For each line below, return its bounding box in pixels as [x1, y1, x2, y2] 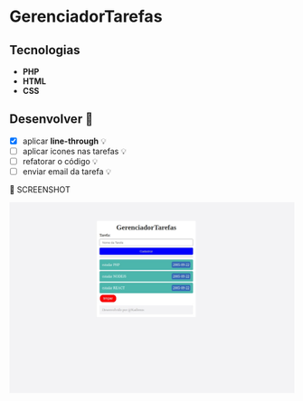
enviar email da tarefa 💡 [22, 166, 111, 177]
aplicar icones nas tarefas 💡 [22, 145, 127, 156]
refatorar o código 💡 [22, 155, 99, 166]
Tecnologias [9, 42, 80, 58]
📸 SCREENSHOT [9, 184, 71, 195]
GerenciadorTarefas [9, 6, 163, 27]
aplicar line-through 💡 [22, 135, 107, 146]
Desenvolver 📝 [9, 111, 93, 127]
